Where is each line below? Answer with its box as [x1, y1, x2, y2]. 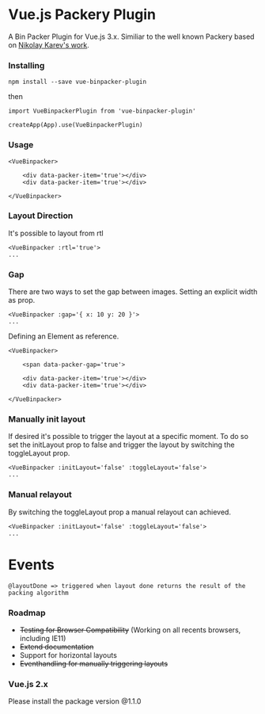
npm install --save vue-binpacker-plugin [8, 78, 147, 86]
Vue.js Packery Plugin [8, 6, 157, 24]
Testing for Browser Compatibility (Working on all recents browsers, [19, 624, 241, 635]
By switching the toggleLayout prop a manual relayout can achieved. [8, 507, 232, 517]
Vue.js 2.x [8, 678, 49, 689]
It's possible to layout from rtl [8, 228, 104, 238]
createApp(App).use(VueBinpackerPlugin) [8, 121, 144, 129]
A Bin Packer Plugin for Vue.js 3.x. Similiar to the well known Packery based [8, 32, 255, 41]
